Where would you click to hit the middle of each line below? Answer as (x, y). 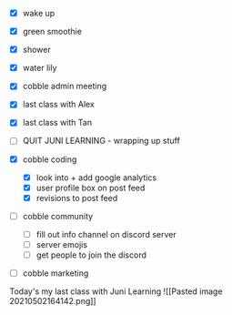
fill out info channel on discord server (106, 234)
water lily (40, 68)
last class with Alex (59, 105)
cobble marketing (55, 273)
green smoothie (52, 32)
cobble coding (50, 159)
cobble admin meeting (65, 86)
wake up (39, 13)
